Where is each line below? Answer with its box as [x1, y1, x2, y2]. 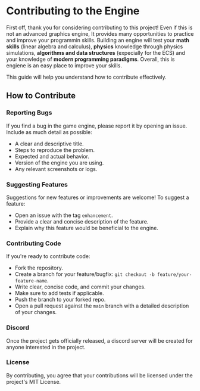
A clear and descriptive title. [14, 140, 85, 147]
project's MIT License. [6, 378, 61, 385]
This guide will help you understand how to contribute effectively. [6, 73, 167, 80]
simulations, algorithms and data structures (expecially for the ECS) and [6, 49, 186, 56]
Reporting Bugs [6, 108, 52, 117]
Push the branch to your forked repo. [14, 296, 106, 303]
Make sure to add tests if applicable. [14, 290, 104, 297]
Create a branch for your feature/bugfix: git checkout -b [14, 271, 155, 278]
